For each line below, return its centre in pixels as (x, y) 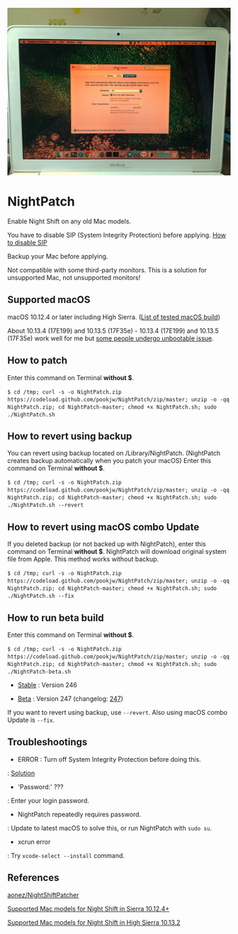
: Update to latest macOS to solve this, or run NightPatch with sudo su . (110, 828)
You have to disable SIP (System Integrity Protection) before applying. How (117, 235)
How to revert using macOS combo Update (103, 527)
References (33, 878)
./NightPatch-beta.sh (39, 672)
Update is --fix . (31, 720)
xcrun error (34, 842)
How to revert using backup (70, 436)
